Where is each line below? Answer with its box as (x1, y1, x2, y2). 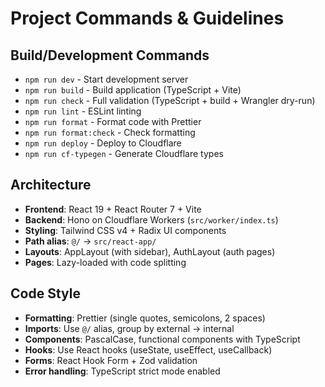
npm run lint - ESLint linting (24, 105, 142, 117)
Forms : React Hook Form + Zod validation (24, 354, 198, 366)
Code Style (10, 285, 81, 302)
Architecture (10, 177, 92, 194)
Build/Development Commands (10, 47, 210, 64)
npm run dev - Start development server (24, 73, 189, 85)
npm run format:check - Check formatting (24, 127, 196, 138)
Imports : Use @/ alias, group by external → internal (24, 322, 235, 334)
